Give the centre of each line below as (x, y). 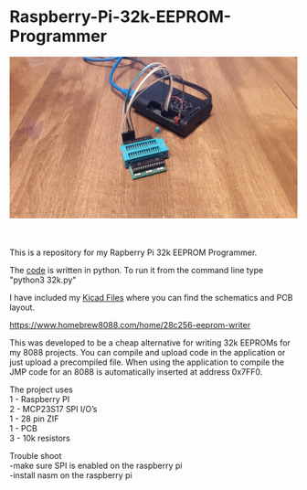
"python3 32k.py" (43, 280)
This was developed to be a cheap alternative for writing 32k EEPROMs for (150, 343)
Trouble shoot (36, 456)
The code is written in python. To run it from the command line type (137, 271)
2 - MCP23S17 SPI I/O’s (53, 410)
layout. (22, 307)
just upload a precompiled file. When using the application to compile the (147, 362)
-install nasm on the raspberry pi (71, 475)
